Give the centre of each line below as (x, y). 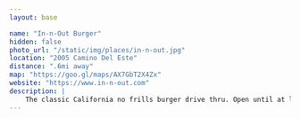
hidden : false (36, 42)
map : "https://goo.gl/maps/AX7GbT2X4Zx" (86, 75)
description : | (37, 91)
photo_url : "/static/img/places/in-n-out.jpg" (97, 50)
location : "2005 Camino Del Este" (74, 59)
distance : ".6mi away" (51, 67)
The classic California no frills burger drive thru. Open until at (155, 99)
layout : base (33, 17)
